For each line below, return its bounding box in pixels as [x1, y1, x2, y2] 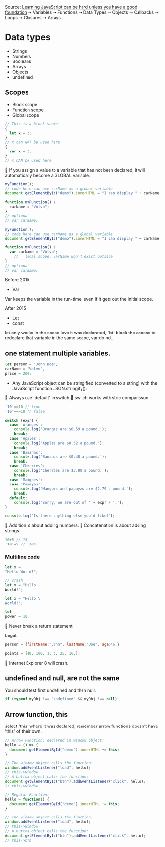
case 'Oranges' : [9, 423, 43, 427]
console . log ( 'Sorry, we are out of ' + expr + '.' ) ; [14, 500, 124, 505]
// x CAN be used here [5, 158, 52, 163]
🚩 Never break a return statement [5, 623, 73, 629]
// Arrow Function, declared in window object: [5, 738, 105, 743]
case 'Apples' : [9, 436, 41, 441]
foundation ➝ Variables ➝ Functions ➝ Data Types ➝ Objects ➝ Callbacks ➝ [5, 9, 159, 15]
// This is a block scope [5, 121, 58, 126]
